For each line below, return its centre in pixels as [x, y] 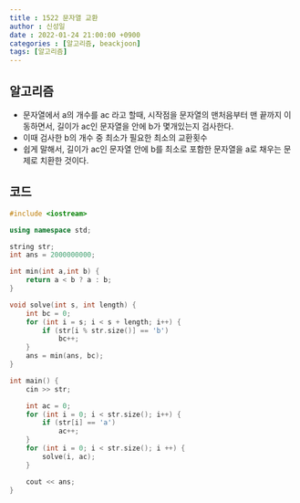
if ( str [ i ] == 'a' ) [79, 423]
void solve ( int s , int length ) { [73, 305]
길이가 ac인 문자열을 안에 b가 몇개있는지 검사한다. [145, 126]
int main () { [34, 381]
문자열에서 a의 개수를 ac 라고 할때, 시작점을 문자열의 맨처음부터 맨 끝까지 [152, 114]
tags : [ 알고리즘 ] [39, 52]
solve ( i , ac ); [69, 456]
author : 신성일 [37, 26]
